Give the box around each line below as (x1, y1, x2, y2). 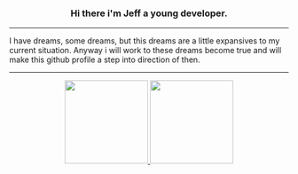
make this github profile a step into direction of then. (9, 54, 201, 65)
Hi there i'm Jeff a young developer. (70, 7, 228, 20)
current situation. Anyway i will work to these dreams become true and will (9, 45, 282, 56)
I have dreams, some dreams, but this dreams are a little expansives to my (9, 36, 280, 46)
